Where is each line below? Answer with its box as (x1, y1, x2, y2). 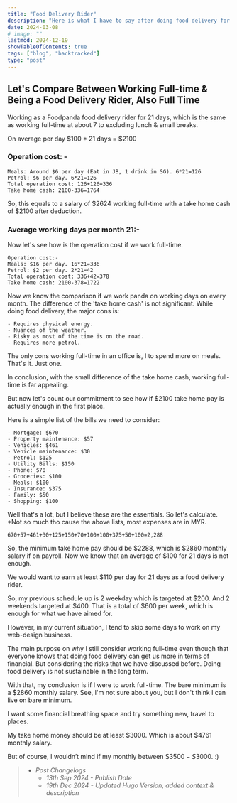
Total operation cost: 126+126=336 (7, 180, 113, 188)
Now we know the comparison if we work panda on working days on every (7, 292, 226, 301)
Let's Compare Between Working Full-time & (7, 83, 208, 95)
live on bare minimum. (7, 696, 72, 704)
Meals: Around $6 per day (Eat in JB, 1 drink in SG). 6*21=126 (7, 168, 202, 175)
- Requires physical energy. (7, 320, 94, 328)
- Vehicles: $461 (7, 442, 59, 449)
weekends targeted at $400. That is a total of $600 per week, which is (7, 602, 214, 610)
